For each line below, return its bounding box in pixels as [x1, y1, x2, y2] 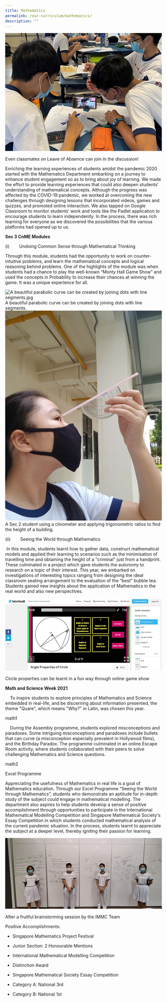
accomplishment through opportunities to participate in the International [5, 807, 153, 813]
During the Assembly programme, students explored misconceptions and [9, 725, 160, 731]
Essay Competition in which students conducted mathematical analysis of [5, 817, 156, 823]
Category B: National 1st [12, 991, 62, 997]
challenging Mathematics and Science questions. [5, 751, 106, 757]
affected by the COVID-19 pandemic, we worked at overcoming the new [5, 192, 153, 198]
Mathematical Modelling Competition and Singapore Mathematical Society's [5, 812, 161, 818]
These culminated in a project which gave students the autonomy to [5, 561, 144, 567]
